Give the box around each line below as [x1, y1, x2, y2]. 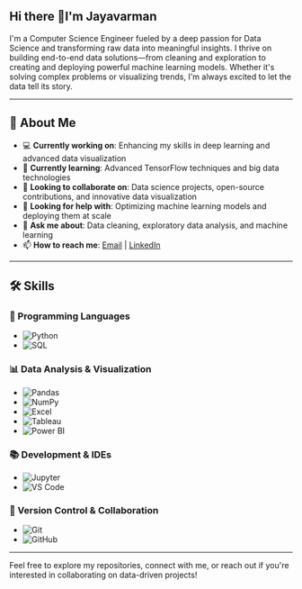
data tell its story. [9, 80, 74, 91]
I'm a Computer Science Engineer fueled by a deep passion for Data [9, 32, 262, 43]
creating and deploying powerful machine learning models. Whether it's [9, 61, 275, 72]
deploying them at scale [22, 210, 112, 221]
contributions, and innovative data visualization [22, 191, 198, 202]
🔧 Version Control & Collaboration [9, 503, 159, 516]
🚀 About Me [9, 115, 76, 131]
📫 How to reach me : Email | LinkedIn [22, 240, 161, 250]
